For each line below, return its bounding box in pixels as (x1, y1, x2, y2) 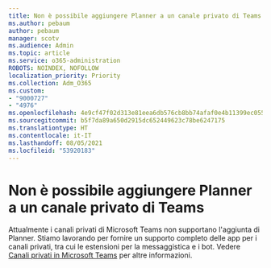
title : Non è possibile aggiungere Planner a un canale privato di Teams (8, 11, 262, 20)
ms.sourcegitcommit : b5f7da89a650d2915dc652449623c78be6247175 (8, 117, 226, 125)
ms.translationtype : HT (8, 124, 89, 132)
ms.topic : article (8, 49, 70, 57)
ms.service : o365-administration (8, 57, 121, 65)
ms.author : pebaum (8, 19, 70, 27)
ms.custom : (8, 86, 45, 95)
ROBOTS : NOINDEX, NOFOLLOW (8, 64, 99, 72)
